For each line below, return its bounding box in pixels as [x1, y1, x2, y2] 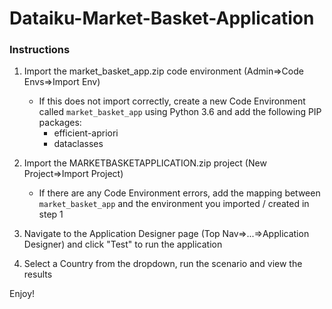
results [23, 268, 53, 281]
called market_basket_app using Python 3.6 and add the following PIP [38, 106, 322, 118]
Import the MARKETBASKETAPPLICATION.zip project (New [23, 157, 267, 169]
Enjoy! [9, 288, 36, 300]
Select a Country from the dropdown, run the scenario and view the [23, 258, 303, 270]
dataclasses [53, 138, 104, 150]
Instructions [9, 43, 71, 57]
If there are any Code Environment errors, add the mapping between [38, 187, 321, 199]
